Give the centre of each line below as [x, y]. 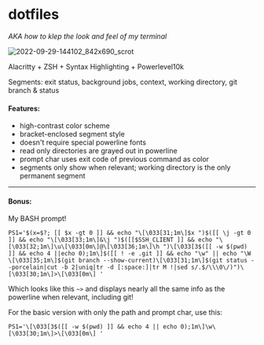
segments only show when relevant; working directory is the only [125, 167]
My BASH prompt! [37, 218]
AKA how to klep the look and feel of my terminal [88, 36]
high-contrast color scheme [64, 126]
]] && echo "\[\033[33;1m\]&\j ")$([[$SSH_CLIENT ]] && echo [110, 240]
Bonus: [20, 201]
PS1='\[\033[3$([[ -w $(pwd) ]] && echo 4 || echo [93, 327]
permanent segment [52, 176]
